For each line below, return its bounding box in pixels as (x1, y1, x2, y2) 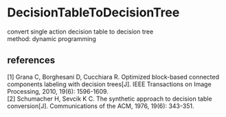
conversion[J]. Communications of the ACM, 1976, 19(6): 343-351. (7, 101, 194, 110)
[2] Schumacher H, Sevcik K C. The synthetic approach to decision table (7, 94, 212, 103)
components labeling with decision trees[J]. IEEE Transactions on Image (7, 80, 212, 88)
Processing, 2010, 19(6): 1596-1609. (7, 87, 109, 95)
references (7, 55, 56, 66)
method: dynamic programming (7, 34, 96, 42)
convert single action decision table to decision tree (7, 27, 154, 36)
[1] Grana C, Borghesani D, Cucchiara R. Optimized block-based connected (7, 73, 220, 81)
